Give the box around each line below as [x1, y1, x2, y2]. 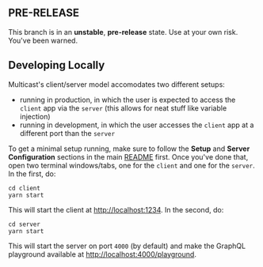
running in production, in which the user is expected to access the [19, 95, 236, 104]
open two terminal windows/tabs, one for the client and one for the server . [8, 160, 255, 170]
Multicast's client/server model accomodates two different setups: [8, 79, 226, 89]
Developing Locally [8, 58, 105, 72]
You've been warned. [8, 36, 78, 45]
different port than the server [19, 128, 116, 137]
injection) [19, 111, 51, 121]
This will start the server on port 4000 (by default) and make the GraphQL [8, 241, 246, 250]
